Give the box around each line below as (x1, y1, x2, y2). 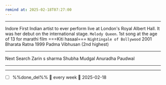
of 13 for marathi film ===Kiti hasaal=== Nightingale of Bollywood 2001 (5, 36, 152, 42)
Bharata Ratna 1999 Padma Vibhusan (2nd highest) (5, 41, 109, 47)
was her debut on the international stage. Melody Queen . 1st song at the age (5, 31, 158, 37)
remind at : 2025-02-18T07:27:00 (5, 7, 72, 12)
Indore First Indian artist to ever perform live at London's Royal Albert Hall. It (5, 25, 160, 31)
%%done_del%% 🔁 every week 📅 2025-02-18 (12, 74, 107, 80)
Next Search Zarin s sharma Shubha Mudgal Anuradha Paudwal (5, 55, 135, 61)
